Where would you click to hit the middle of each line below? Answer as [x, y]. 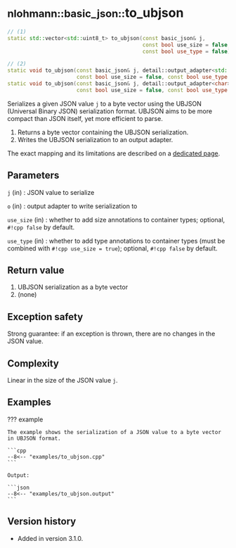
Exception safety [45, 317]
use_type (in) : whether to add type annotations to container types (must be [116, 241]
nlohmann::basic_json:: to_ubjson [96, 13]
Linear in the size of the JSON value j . [63, 381]
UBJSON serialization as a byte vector [73, 287]
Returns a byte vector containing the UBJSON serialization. [103, 132]
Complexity [33, 363]
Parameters [33, 176]
